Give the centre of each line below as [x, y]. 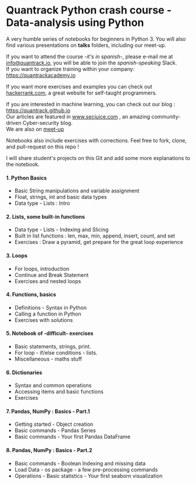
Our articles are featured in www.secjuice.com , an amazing [78, 116]
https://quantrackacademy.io [41, 75]
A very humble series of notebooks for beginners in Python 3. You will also [96, 39]
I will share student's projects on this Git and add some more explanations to [98, 158]
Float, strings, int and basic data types [61, 197]
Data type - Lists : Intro [42, 204]
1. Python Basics [26, 178]
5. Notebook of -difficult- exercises [50, 333]
